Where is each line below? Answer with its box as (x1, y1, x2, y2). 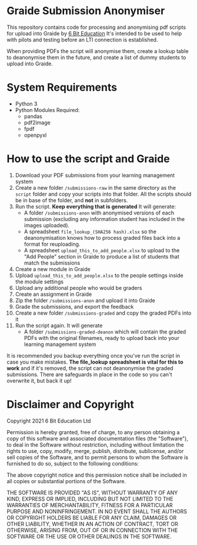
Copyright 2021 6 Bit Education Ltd (6, 417, 91, 424)
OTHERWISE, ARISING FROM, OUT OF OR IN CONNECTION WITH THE (6, 526, 178, 534)
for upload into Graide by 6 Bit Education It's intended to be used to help (6, 29, 182, 37)
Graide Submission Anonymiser (6, 4, 165, 18)
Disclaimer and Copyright (6, 398, 135, 411)
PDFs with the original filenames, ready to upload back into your (24, 334, 180, 341)
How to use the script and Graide (6, 152, 170, 166)
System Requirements (6, 81, 117, 94)
